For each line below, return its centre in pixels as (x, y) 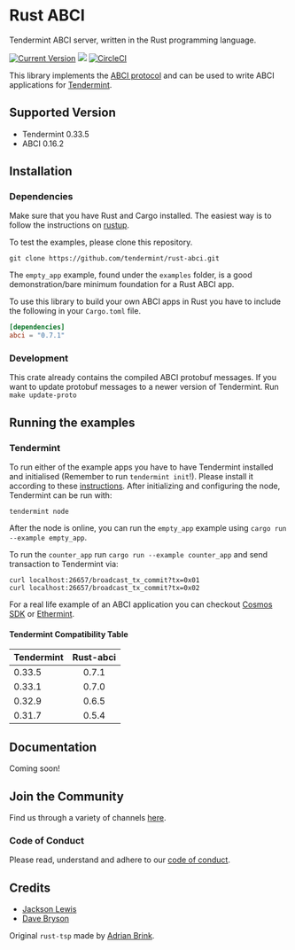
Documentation (53, 747)
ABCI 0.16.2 (43, 144)
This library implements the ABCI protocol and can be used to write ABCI (142, 75)
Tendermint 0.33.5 (56, 134)
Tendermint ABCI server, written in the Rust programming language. (133, 40)
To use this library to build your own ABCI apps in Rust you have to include (145, 301)
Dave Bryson (45, 919)
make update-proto (43, 395)
